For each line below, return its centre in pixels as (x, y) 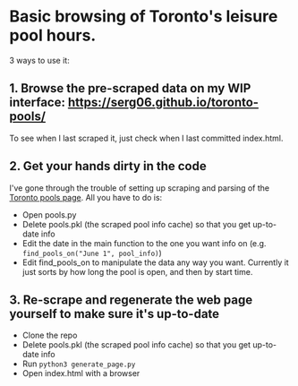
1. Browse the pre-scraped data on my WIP (130, 88)
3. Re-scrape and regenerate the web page (131, 300)
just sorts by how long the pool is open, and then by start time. (137, 271)
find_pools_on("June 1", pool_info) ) (92, 253)
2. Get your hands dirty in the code (108, 166)
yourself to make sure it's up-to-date (115, 314)
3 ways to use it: (39, 60)
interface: (37, 103)
